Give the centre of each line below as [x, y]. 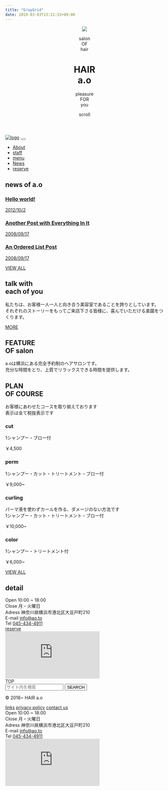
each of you [24, 292]
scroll [85, 114]
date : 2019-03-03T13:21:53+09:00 [40, 15]
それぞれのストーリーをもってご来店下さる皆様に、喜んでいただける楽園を [82, 311]
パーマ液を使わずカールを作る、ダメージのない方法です [62, 509]
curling [14, 498]
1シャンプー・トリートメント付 [37, 551]
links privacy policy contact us [37, 708]
